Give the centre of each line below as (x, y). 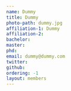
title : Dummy (22, 17)
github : (16, 67)
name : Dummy (21, 12)
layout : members (26, 78)
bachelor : (18, 40)
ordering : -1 (22, 73)
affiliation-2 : (25, 34)
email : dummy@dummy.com (36, 56)
